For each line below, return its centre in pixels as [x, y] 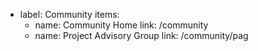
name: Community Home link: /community [121, 25]
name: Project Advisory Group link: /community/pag [141, 35]
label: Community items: [69, 14]
